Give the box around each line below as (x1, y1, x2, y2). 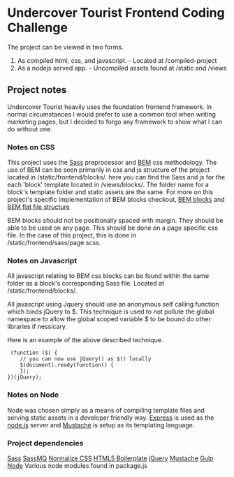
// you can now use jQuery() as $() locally (20, 355, 152, 362)
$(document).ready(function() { (20, 362, 114, 369)
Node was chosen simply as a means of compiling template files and (7, 406, 205, 414)
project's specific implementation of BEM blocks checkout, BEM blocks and (7, 196, 225, 204)
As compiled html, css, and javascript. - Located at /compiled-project (17, 56, 217, 64)
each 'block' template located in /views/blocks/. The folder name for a (7, 180, 210, 189)
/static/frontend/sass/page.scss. (7, 239, 101, 247)
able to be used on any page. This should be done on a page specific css (7, 223, 219, 232)
